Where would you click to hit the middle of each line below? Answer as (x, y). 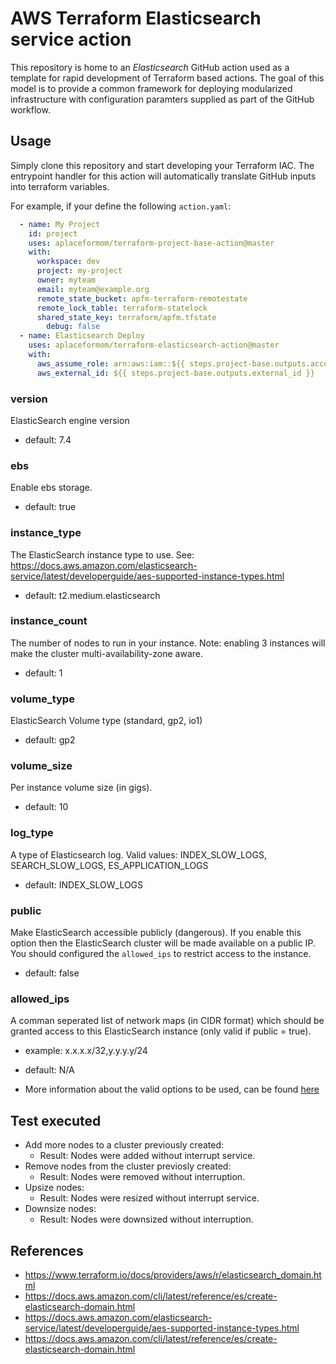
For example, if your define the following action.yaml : (121, 206)
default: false (52, 973)
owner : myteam (66, 280)
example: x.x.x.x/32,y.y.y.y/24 (86, 1051)
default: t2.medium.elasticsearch (92, 595)
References (47, 1250)
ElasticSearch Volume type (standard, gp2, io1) (106, 721)
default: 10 (46, 807)
